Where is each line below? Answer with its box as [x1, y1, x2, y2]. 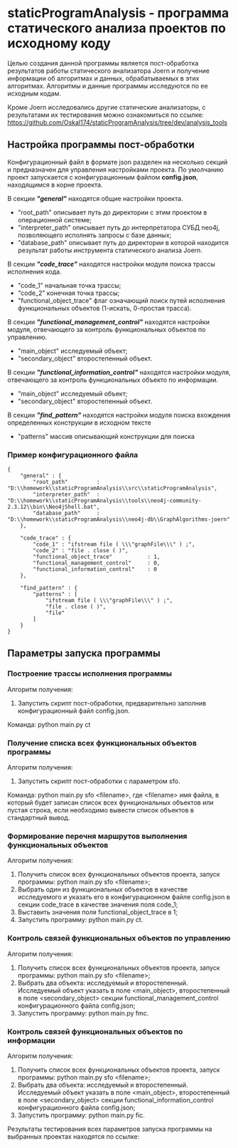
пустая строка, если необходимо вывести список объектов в [7, 806, 194, 815]
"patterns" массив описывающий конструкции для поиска [17, 432, 195, 440]
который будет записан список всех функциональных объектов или [7, 798, 214, 807]
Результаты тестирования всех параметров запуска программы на [7, 1124, 212, 1133]
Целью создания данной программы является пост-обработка [7, 58, 199, 67]
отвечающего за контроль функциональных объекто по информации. [7, 376, 219, 384]
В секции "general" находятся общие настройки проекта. [7, 194, 183, 202]
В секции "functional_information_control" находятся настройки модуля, [7, 368, 231, 376]
